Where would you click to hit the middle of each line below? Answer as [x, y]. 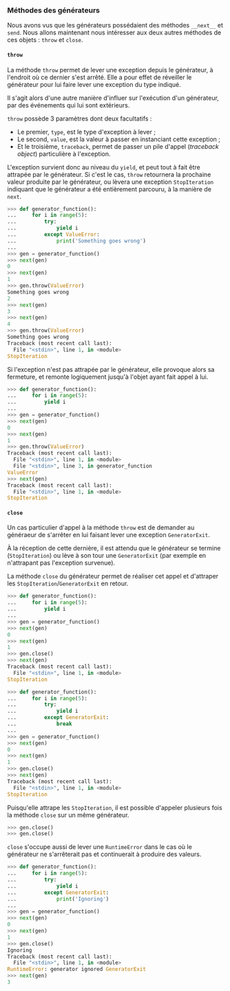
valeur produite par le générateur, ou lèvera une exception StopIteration [111, 182]
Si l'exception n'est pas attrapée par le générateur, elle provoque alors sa [111, 369]
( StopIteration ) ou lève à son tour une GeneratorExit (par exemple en [107, 556]
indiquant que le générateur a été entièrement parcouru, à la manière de [109, 189]
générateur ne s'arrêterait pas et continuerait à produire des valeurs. [104, 854]
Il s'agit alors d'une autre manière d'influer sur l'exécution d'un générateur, [113, 98]
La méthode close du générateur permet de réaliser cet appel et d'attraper [113, 576]
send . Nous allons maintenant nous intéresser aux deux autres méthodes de [114, 32]
